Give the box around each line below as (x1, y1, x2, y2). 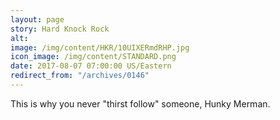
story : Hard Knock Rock (10, 24, 110, 34)
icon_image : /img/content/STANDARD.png (10, 52, 177, 62)
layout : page (10, 14, 65, 25)
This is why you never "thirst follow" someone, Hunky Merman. (10, 97, 271, 110)
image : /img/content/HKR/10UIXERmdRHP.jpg (10, 42, 190, 53)
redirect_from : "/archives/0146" (10, 71, 150, 81)
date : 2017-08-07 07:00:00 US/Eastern (10, 61, 172, 71)
